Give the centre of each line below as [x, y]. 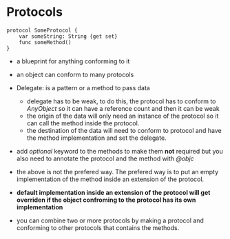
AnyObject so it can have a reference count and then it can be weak [123, 108]
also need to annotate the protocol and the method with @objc [105, 158]
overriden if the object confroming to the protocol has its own [106, 200]
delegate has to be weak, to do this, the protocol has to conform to [121, 101]
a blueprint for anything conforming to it [73, 61]
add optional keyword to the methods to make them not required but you [119, 151]
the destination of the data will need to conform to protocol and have [124, 130]
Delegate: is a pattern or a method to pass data [83, 87]
